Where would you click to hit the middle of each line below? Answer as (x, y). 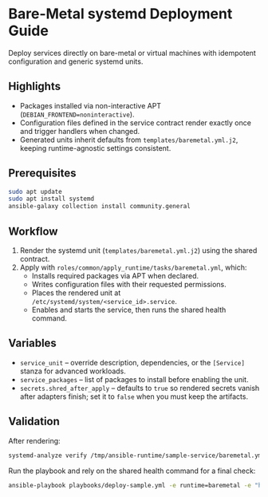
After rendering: (35, 440)
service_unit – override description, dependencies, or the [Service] (132, 362)
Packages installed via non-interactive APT (91, 105)
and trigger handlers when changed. (80, 131)
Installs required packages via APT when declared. (115, 276)
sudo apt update (35, 191)
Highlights (35, 87)
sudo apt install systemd (51, 199)
